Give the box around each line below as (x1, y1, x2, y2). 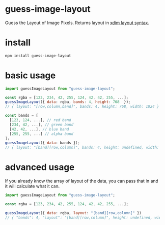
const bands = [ (5, 113, 38, 118)
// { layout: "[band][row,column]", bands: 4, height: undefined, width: (5, 145, 160, 150)
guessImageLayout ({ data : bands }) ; (5, 140, 80, 146)
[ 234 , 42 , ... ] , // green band (9, 122, 74, 127)
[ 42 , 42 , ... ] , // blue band (9, 127, 69, 131)
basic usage (5, 70, 56, 81)
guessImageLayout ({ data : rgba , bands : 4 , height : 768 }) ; (5, 99, 131, 104)
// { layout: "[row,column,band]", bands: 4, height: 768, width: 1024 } (5, 104, 160, 109)
